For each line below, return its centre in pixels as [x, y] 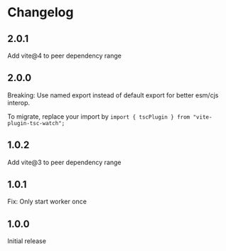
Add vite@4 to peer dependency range [65, 55]
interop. [19, 102]
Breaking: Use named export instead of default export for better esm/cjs [113, 95]
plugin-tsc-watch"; [36, 123]
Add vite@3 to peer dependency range [65, 162]
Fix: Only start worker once [47, 202]
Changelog [41, 12]
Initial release [27, 241]
